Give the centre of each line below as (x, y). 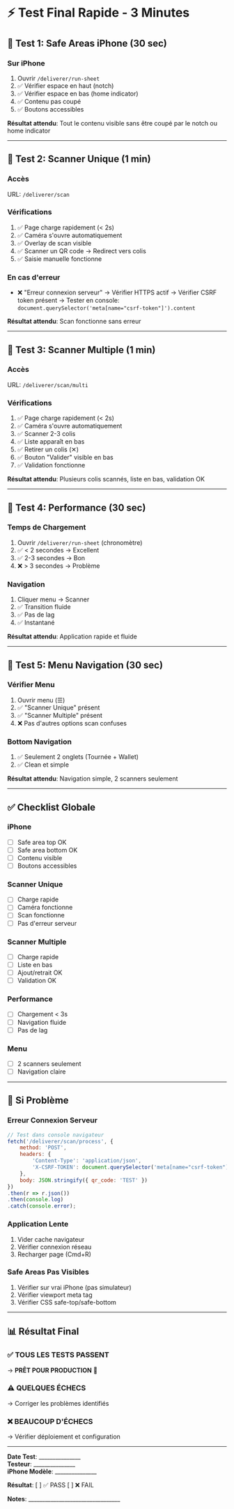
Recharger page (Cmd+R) (54, 1254)
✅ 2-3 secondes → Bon (51, 557)
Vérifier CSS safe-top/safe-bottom (67, 1302)
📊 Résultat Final (43, 1331)
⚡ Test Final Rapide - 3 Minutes (99, 13)
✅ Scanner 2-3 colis (46, 434)
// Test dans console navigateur (56, 1135)
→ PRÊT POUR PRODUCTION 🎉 (52, 1370)
